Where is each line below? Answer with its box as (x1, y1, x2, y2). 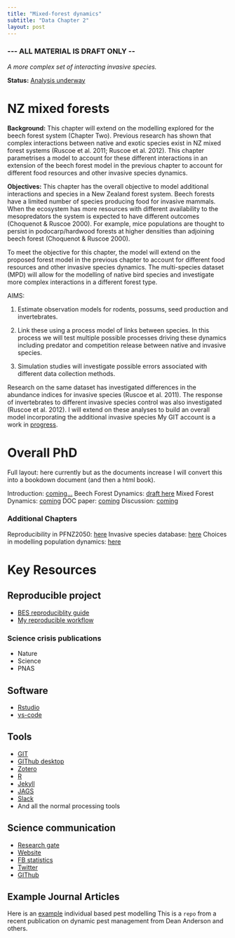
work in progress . (7, 420, 58, 429)
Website (17, 848, 42, 857)
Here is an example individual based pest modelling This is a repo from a (7, 909, 217, 918)
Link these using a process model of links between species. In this (17, 326, 210, 334)
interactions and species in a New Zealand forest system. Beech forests (7, 189, 215, 198)
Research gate (17, 840, 60, 849)
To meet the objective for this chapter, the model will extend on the (7, 248, 201, 256)
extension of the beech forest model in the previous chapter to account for (7, 161, 223, 169)
